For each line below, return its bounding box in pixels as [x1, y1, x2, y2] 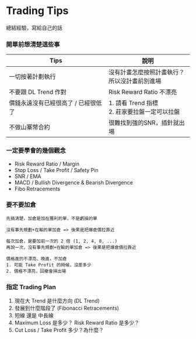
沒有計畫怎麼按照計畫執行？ [108, 69, 185, 77]
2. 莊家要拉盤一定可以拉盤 [108, 108, 180, 116]
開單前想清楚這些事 [6, 40, 60, 48]
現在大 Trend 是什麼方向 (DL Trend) [14, 297, 100, 304]
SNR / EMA [14, 173, 41, 180]
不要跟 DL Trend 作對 [9, 88, 67, 96]
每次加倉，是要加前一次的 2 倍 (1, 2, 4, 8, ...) [6, 238, 118, 244]
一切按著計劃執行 [9, 73, 57, 81]
